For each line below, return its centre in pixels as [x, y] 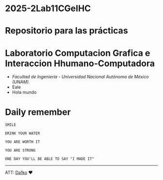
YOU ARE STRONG [20, 151]
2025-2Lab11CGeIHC [48, 9]
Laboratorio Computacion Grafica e [78, 53]
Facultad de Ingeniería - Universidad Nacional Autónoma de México [80, 77]
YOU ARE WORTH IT [23, 142]
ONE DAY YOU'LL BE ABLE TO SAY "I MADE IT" [50, 159]
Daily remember [38, 112]
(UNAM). [21, 82]
